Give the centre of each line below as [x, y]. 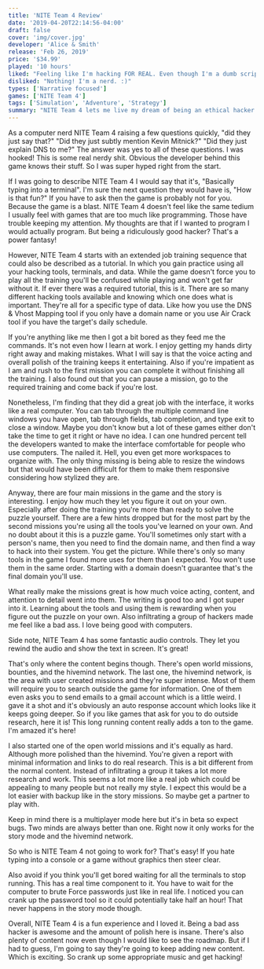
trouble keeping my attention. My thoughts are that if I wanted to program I [129, 223]
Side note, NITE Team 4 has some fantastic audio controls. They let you [124, 640]
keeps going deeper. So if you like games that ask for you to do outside [123, 714]
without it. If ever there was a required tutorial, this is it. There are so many [128, 288]
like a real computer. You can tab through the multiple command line [119, 411]
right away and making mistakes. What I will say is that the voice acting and [130, 354]
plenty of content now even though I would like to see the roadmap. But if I [129, 940]
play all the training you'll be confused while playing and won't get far [121, 280]
